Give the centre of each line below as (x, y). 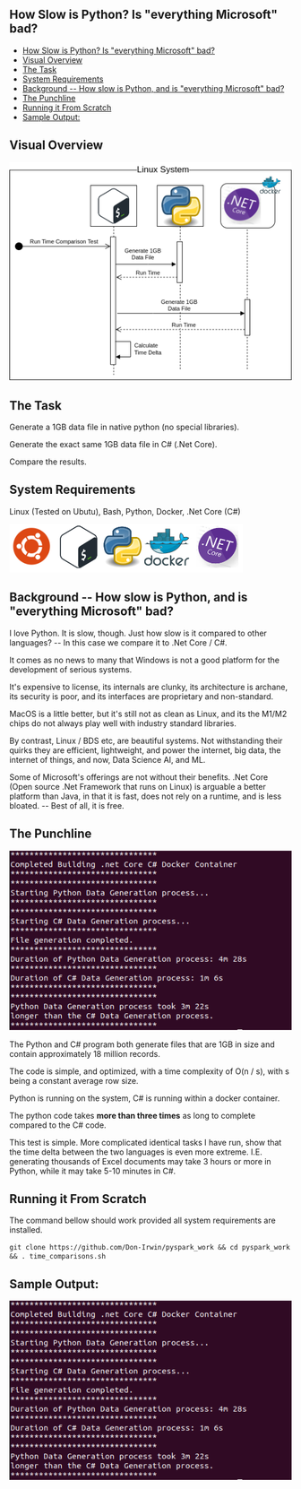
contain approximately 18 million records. (85, 1053)
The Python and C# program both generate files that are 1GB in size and (142, 1044)
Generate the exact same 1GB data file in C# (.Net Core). (113, 445)
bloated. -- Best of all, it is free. (67, 805)
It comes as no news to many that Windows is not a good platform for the (145, 660)
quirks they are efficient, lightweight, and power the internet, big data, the (145, 750)
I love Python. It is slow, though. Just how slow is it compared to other (138, 633)
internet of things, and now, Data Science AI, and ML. (107, 759)
